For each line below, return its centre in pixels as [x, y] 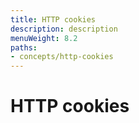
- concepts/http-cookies [62, 57]
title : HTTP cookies [53, 19]
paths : [24, 47]
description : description [64, 29]
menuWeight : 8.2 [44, 38]
